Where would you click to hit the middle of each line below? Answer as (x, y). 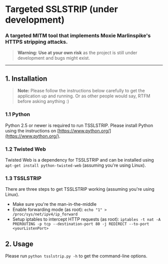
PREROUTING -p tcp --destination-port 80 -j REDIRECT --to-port (81, 224)
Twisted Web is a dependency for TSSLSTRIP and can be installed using (79, 160)
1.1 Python (18, 114)
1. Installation (26, 79)
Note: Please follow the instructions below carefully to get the (81, 91)
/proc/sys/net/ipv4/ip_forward (45, 214)
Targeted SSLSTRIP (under (62, 9)
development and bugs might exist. (53, 58)
